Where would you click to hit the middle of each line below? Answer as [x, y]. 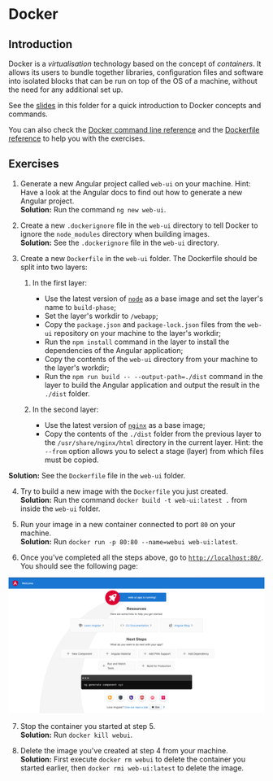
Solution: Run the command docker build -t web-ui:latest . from [134, 500]
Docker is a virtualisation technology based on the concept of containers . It [135, 63]
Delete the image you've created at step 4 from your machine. [124, 750]
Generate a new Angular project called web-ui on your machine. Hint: [135, 183]
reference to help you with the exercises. [77, 138]
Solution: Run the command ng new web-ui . [93, 209]
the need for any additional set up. [66, 89]
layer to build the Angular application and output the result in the [152, 385]
